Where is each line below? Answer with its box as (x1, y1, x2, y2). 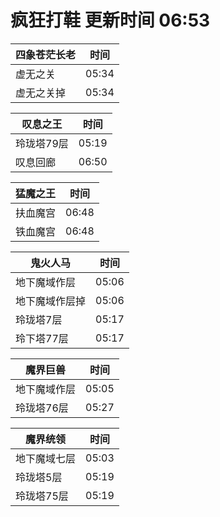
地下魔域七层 (15, 451, 77, 465)
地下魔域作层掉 (15, 294, 87, 308)
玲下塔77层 (15, 331, 69, 345)
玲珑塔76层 (15, 401, 69, 415)
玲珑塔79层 (15, 136, 69, 150)
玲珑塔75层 (15, 489, 69, 503)
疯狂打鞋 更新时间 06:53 (10, 9, 211, 32)
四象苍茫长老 (15, 47, 77, 61)
